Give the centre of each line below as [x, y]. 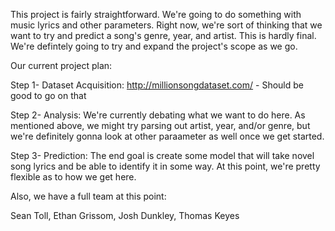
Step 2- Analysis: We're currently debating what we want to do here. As [158, 115]
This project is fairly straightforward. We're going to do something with [156, 14]
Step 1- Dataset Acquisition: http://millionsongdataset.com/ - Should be [157, 85]
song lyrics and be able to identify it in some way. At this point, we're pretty [165, 166]
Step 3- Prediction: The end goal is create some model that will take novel [162, 155]
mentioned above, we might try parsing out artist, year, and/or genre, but [160, 125]
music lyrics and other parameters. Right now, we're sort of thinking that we [166, 25]
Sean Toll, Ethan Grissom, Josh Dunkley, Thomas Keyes [125, 215]
